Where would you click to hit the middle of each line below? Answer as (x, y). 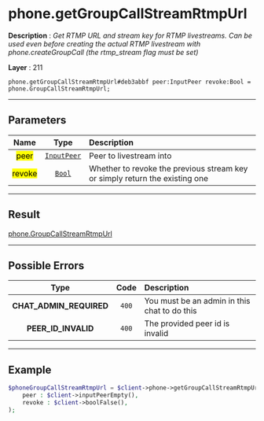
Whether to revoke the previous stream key (169, 168)
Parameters (37, 120)
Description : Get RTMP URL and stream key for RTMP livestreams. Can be (130, 35)
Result (24, 214)
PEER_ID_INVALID (60, 329)
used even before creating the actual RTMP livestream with (104, 43)
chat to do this (170, 311)
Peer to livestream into (130, 156)
